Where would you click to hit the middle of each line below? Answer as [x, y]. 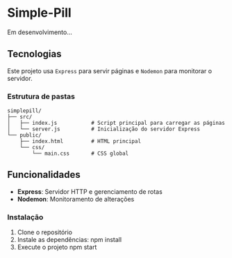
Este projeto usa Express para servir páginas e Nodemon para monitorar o [110, 70]
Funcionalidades [44, 175]
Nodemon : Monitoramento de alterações [76, 199]
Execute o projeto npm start [57, 247]
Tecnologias [34, 54]
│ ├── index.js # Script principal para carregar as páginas [116, 123]
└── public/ [24, 135]
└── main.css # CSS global [81, 154]
